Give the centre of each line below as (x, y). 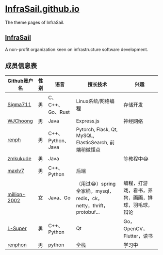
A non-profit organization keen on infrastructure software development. (77, 49)
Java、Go (59, 198)
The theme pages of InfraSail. (35, 22)
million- (16, 194)
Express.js (88, 121)
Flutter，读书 (138, 236)
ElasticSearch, (92, 142)
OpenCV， (136, 228)
